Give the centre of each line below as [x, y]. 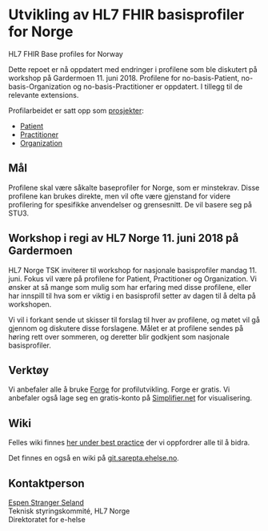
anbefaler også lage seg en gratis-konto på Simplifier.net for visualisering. [130, 398]
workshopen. [30, 304]
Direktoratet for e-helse [47, 519]
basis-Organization [40, 86]
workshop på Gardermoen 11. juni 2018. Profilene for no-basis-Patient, [124, 78]
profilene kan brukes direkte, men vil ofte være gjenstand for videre [119, 196]
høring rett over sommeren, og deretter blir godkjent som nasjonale [119, 336]
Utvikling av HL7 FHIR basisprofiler [126, 15]
